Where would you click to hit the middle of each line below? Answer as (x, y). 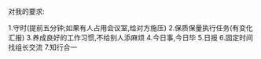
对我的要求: (27, 11)
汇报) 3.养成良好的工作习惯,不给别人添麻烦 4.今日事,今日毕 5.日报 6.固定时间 (131, 38)
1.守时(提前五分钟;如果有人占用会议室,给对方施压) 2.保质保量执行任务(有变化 (130, 28)
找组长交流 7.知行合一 (43, 47)
